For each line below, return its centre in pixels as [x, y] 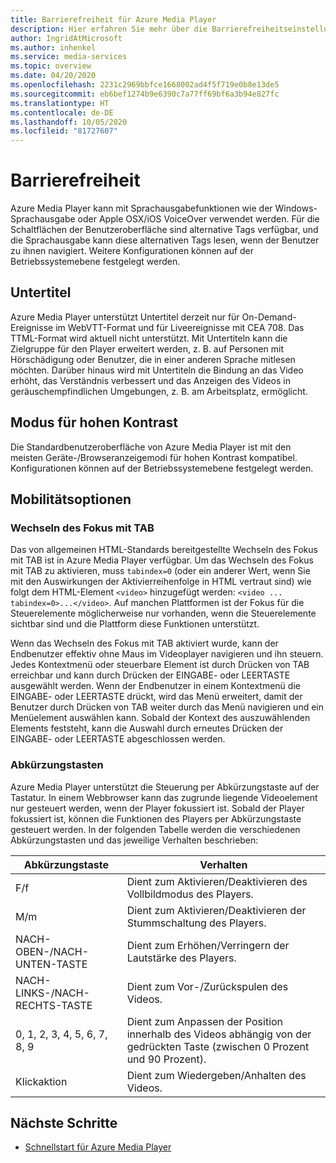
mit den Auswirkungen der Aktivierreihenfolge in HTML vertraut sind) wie [161, 582]
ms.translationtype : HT [60, 103]
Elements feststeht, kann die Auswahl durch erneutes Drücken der [147, 728]
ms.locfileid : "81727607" [64, 131]
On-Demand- [269, 317]
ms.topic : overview [51, 66]
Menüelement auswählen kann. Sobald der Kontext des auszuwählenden [160, 718]
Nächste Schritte [64, 1123]
